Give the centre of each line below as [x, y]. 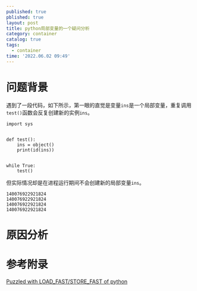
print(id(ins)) [36, 150]
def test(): [21, 140]
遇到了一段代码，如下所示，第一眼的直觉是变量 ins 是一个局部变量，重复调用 [99, 105]
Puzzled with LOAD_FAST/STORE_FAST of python [67, 281]
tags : [13, 45]
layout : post [22, 23]
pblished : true [25, 17]
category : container [32, 34]
